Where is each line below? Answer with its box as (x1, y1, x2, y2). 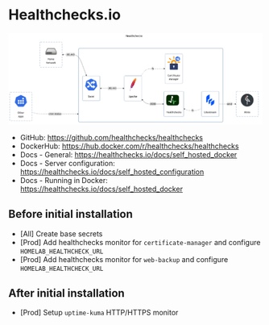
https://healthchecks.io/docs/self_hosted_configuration (19, 167, 205, 177)
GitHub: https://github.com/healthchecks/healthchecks (19, 132, 204, 142)
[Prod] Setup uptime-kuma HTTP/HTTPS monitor (19, 308, 179, 318)
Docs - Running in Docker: (19, 175, 108, 185)
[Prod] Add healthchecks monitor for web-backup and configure (19, 254, 229, 264)
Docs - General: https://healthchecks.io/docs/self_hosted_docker (19, 149, 238, 159)
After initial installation (8, 286, 125, 300)
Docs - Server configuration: (19, 158, 115, 168)
